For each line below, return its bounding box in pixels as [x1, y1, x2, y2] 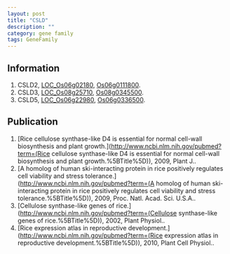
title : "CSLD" [7, 17, 49, 24]
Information [7, 62, 60, 74]
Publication [7, 116, 58, 128]
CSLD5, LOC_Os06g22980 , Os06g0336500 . [17, 95, 146, 104]
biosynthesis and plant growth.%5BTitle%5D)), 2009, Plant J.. [17, 157, 196, 165]
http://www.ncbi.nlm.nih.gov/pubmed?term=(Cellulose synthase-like [20, 209, 218, 217]
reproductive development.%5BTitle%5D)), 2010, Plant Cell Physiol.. [17, 239, 215, 247]
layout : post [7, 10, 46, 17]
